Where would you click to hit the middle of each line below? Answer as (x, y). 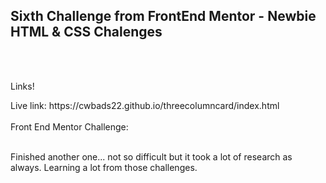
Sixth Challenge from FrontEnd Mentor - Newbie (163, 16)
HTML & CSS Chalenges (86, 32)
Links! (22, 86)
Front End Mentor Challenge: (69, 126)
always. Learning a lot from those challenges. (104, 167)
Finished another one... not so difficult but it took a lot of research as (151, 156)
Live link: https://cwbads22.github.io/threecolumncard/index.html (145, 105)
